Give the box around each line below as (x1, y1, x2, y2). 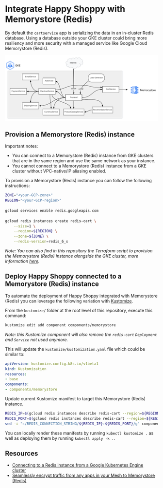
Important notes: (5, 143, 38, 149)
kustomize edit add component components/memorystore (5, 322, 116, 327)
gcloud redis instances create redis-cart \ (5, 218, 97, 224)
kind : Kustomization (5, 366, 47, 371)
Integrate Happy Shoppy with (5, 3, 126, 15)
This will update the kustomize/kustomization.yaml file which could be (5, 346, 146, 352)
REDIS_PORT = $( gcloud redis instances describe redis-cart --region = (5, 416, 147, 421)
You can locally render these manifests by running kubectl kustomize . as (5, 430, 154, 436)
